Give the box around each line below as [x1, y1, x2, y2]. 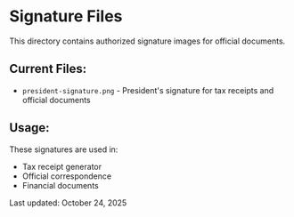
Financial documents [21, 180, 100, 190]
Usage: [9, 120, 51, 135]
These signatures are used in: [9, 144, 118, 155]
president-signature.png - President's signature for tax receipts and [21, 84, 274, 95]
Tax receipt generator [21, 161, 102, 172]
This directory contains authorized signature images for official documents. [9, 36, 286, 46]
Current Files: [9, 61, 87, 76]
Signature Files [9, 6, 123, 27]
